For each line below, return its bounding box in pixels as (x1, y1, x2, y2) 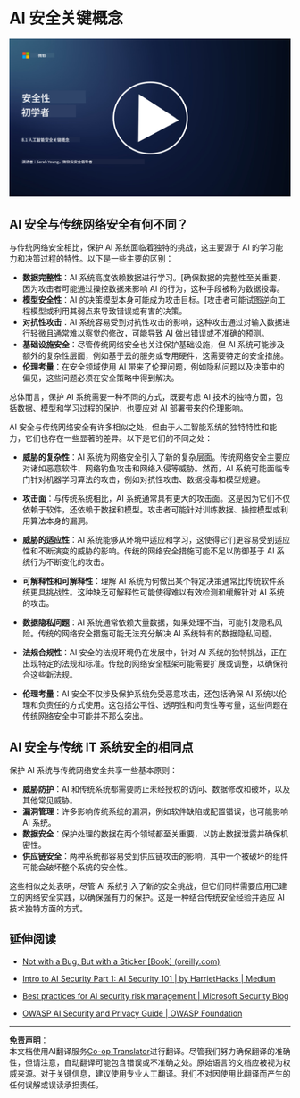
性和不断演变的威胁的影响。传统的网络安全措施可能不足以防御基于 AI (21, 545, 275, 556)
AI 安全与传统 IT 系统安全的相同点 (9, 739, 194, 754)
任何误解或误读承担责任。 (9, 1079, 104, 1090)
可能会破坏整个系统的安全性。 (21, 862, 132, 873)
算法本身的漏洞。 (29, 515, 94, 527)
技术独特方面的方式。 (9, 903, 87, 914)
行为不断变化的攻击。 (29, 557, 109, 568)
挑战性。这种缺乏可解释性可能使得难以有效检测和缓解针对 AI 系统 (46, 586, 286, 598)
